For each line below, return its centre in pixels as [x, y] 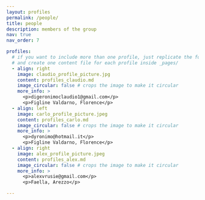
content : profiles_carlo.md [53, 120]
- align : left [30, 108]
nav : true [19, 35]
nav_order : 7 [23, 40]
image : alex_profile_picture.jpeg [61, 154]
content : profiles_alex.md [52, 160]
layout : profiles [28, 12]
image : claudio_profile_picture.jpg [64, 74]
